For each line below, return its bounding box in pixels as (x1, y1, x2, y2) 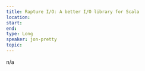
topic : (6, 42, 23, 48)
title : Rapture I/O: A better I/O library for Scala (6, 8, 140, 15)
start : (6, 20, 23, 26)
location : (6, 14, 31, 20)
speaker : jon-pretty (6, 36, 58, 42)
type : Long (6, 31, 33, 37)
